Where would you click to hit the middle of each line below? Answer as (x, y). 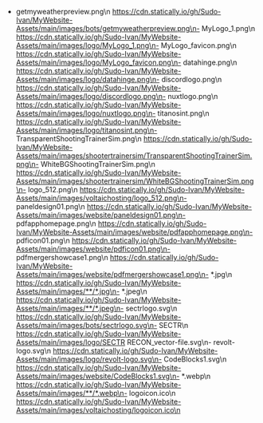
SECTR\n (174, 325)
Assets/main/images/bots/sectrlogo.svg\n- (86, 325)
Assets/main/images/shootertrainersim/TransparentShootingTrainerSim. (134, 156)
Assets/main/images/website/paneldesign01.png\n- (100, 215)
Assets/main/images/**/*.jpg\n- (68, 291)
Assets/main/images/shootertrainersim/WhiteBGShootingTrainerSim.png (135, 181)
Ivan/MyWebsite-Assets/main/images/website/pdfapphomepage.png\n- (134, 232)
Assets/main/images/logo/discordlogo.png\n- (90, 96)
